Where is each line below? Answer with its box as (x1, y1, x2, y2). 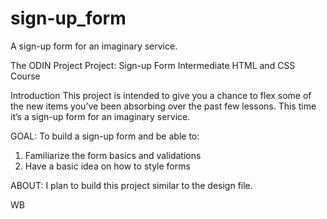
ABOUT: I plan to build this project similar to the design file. (10, 179, 253, 191)
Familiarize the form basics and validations (24, 149, 202, 161)
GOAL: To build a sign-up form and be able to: (10, 130, 200, 142)
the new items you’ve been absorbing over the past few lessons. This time (10, 100, 317, 112)
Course (10, 70, 41, 82)
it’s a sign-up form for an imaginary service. (10, 110, 191, 122)
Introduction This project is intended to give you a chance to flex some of (10, 89, 312, 101)
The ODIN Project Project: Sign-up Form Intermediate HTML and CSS (10, 59, 296, 71)
